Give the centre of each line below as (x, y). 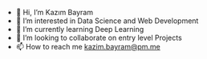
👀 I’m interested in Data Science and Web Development (107, 21)
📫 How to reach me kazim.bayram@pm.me (88, 47)
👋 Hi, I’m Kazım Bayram (55, 12)
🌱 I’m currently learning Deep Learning (80, 29)
